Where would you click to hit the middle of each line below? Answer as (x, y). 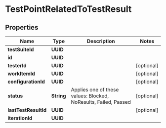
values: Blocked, (90, 96)
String (59, 96)
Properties (22, 27)
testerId (17, 65)
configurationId (26, 82)
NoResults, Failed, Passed (101, 102)
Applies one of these (95, 90)
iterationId (20, 118)
